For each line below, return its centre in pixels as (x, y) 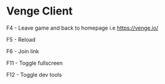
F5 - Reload (21, 39)
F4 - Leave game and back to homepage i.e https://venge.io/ (82, 28)
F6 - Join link (23, 51)
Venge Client (39, 11)
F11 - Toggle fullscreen (35, 63)
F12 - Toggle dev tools (34, 74)
